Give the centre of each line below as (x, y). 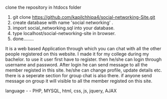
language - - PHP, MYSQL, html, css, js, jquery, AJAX (61, 91)
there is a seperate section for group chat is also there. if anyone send (79, 75)
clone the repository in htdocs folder (43, 7)
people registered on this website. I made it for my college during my (77, 54)
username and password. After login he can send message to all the (77, 65)
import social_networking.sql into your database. (64, 28)
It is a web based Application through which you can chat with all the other (83, 48)
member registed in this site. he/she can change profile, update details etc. (84, 70)
